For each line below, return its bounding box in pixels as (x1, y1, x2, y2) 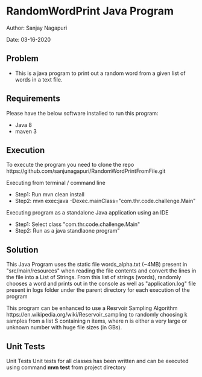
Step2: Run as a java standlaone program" (14, 227, 120, 234)
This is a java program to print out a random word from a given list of (14, 69, 186, 77)
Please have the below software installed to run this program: (6, 109, 159, 117)
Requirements (6, 94, 60, 104)
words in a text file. (14, 76, 63, 83)
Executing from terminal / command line (6, 179, 106, 187)
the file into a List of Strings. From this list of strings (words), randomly (6, 274, 181, 281)
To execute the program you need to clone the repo (6, 161, 134, 169)
